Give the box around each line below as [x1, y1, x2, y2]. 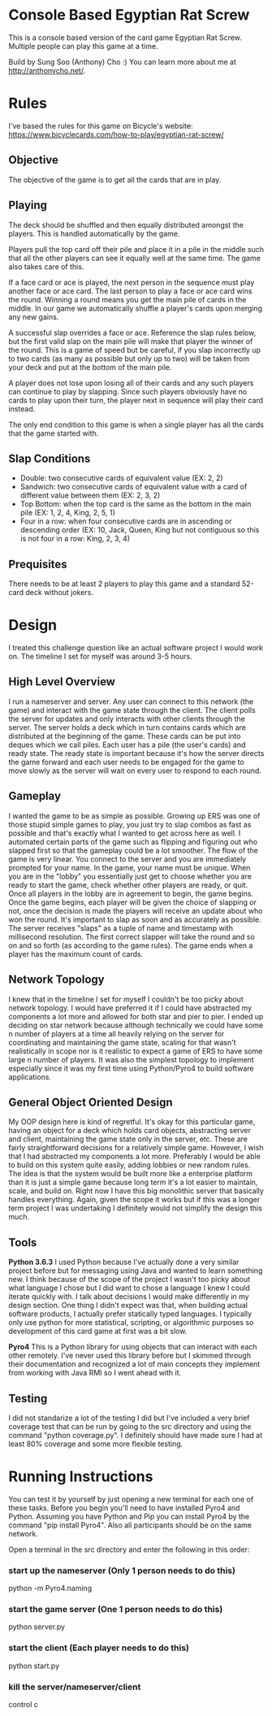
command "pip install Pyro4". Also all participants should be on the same [8, 1520, 253, 1530]
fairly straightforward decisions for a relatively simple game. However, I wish [8, 1143, 264, 1153]
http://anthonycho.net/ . [8, 65, 86, 75]
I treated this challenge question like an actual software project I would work [8, 643, 264, 653]
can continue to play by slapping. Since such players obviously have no [8, 386, 248, 396]
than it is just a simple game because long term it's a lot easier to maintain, [8, 1177, 258, 1188]
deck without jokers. [25, 588, 93, 597]
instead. [8, 404, 36, 414]
